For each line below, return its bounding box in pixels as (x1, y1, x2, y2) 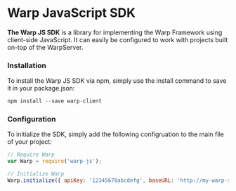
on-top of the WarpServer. (7, 43, 84, 51)
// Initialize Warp (7, 171, 65, 178)
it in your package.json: (7, 84, 75, 93)
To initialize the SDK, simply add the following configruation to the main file (7, 130, 224, 138)
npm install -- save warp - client (7, 98, 102, 105)
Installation (7, 60, 47, 70)
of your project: (7, 138, 53, 146)
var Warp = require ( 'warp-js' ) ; (7, 158, 102, 165)
